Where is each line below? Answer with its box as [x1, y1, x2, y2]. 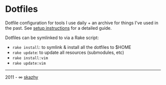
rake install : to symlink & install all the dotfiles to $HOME [12, 44, 132, 50]
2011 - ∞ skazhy [5, 74, 39, 80]
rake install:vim [12, 55, 48, 60]
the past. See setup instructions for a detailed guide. [5, 25, 112, 31]
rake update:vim [12, 61, 46, 66]
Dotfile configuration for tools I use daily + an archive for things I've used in [5, 20, 159, 26]
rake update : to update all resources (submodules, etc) [12, 49, 124, 55]
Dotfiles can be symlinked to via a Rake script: [5, 35, 99, 41]
